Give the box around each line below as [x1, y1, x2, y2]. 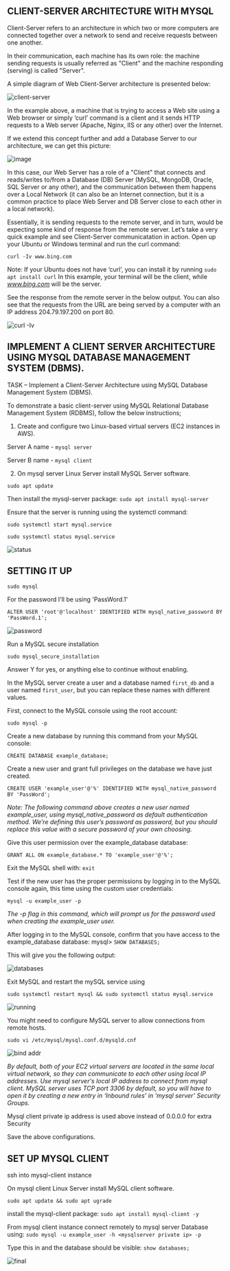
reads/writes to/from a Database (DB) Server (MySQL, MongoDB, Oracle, [7, 175, 214, 184]
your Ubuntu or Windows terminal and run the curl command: [7, 240, 181, 248]
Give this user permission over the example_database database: [7, 839, 189, 847]
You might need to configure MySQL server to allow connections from [7, 1017, 205, 1025]
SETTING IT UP [7, 565, 73, 577]
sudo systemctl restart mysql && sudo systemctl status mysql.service [7, 991, 214, 998]
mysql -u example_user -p [7, 898, 81, 905]
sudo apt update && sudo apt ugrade [7, 1197, 112, 1205]
